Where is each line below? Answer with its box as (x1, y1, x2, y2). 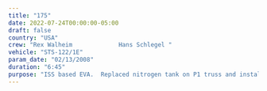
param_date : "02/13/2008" (8, 56, 94, 64)
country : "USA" (8, 33, 59, 42)
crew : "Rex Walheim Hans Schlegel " (8, 41, 172, 49)
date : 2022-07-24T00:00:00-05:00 (8, 19, 119, 27)
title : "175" (8, 11, 52, 20)
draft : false (8, 26, 52, 34)
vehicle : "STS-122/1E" (8, 48, 83, 56)
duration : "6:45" (8, 63, 66, 71)
